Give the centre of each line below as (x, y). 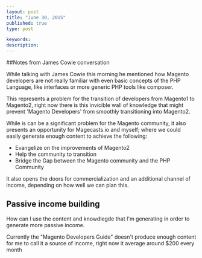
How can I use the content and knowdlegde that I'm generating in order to (98, 219)
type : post (20, 29)
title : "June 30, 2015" (36, 18)
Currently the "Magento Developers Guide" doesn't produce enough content (101, 237)
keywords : (19, 40)
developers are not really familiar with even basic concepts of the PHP (93, 80)
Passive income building (53, 204)
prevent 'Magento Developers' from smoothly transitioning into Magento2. (98, 111)
